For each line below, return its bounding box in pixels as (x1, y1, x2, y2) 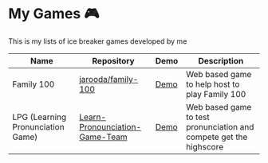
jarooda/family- (79, 73, 139, 84)
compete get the (186, 131, 248, 142)
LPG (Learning (12, 111, 67, 122)
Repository (92, 55, 135, 66)
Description (198, 55, 244, 66)
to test (186, 111, 210, 122)
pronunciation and (186, 121, 254, 132)
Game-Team (79, 131, 128, 142)
